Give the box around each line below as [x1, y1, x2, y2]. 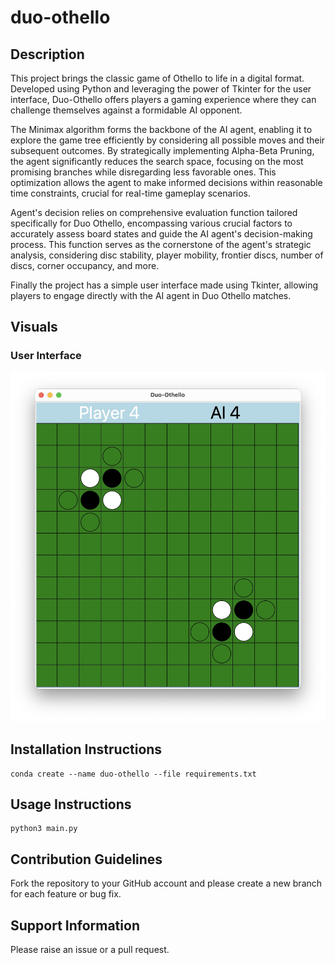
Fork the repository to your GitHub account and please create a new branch [10, 877, 323, 890]
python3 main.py [10, 824, 78, 834]
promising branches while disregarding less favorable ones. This [10, 166, 277, 178]
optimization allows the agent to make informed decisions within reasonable [10, 177, 323, 188]
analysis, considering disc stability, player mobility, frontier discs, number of [10, 249, 324, 261]
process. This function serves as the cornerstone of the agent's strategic [10, 239, 312, 250]
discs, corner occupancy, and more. [10, 260, 160, 271]
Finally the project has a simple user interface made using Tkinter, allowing [10, 279, 319, 291]
